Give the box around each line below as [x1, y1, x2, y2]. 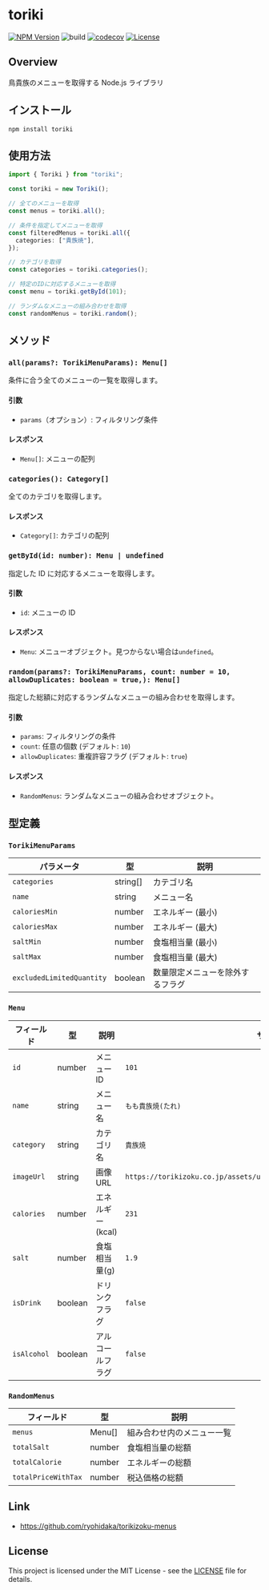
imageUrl [12, 1172, 46, 1181]
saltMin [12, 938, 42, 946]
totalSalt [12, 1443, 50, 1451]
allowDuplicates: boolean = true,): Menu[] [8, 675, 181, 684]
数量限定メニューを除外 [153, 967, 242, 979]
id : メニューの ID [19, 607, 76, 617]
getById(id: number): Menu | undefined [8, 551, 164, 560]
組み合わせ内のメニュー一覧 [126, 1427, 232, 1438]
